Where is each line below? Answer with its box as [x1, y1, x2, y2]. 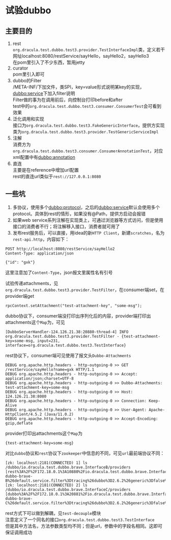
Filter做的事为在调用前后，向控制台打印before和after [12, 97, 123, 103]
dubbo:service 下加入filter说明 [12, 90, 75, 96]
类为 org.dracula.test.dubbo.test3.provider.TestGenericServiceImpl [12, 129, 159, 134]
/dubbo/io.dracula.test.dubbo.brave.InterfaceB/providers [5, 464, 131, 470]
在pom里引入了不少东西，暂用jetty [12, 59, 85, 65]
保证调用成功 [5, 529, 32, 535]
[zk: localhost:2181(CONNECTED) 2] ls [5, 482, 88, 488]
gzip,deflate [5, 420, 33, 426]
